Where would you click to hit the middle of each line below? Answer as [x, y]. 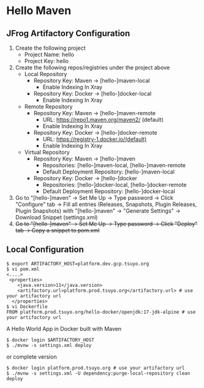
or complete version [32, 357]
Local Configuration [45, 250]
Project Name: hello [49, 55]
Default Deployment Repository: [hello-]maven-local [108, 172]
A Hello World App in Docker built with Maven [64, 329]
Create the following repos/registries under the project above [93, 67]
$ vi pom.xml [23, 269]
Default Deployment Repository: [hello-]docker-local [109, 191]
